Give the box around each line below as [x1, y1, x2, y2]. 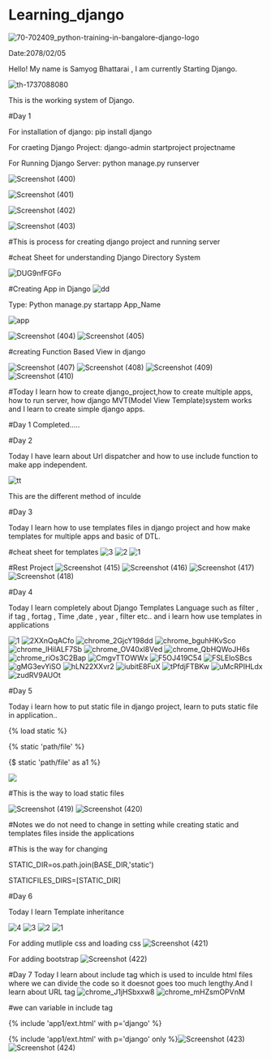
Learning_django [8, 6, 124, 24]
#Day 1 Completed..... [8, 419, 80, 429]
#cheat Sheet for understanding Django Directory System [8, 252, 201, 262]
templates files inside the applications [8, 828, 135, 838]
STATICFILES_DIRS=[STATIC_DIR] [8, 875, 122, 885]
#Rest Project [8, 562, 54, 573]
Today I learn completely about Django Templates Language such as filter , [8, 603, 259, 612]
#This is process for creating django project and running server [8, 237, 221, 247]
